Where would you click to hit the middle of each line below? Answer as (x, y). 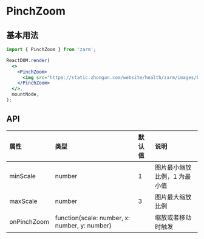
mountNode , (25, 95)
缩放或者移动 (173, 217)
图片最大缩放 (173, 197)
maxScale (23, 201)
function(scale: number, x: (93, 218)
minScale (23, 176)
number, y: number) (83, 225)
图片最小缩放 (173, 167)
